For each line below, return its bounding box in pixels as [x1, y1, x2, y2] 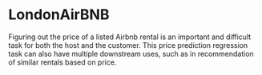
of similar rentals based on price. [8, 57, 117, 67]
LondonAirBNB [8, 6, 110, 24]
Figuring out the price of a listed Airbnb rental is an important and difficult [8, 32, 252, 41]
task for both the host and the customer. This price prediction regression [8, 40, 248, 49]
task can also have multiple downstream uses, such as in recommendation [8, 49, 254, 58]
